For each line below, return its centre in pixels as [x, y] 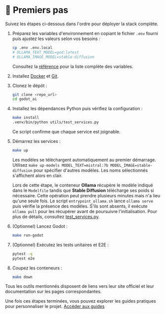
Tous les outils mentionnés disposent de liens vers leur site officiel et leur [80, 286]
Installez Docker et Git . [35, 76]
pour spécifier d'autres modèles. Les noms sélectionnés [91, 170]
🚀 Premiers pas [37, 10]
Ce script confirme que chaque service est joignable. [66, 132]
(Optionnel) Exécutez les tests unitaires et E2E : [60, 245]
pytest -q [22, 254]
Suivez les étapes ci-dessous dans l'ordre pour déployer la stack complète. [82, 24]
